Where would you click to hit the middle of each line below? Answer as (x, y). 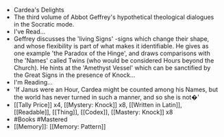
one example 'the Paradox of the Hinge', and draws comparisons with (112, 53)
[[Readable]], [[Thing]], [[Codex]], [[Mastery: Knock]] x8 (93, 112)
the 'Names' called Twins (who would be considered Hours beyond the (114, 60)
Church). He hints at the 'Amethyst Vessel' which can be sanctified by (112, 68)
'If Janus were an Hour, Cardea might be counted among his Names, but (116, 89)
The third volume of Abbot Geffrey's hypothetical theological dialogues (114, 17)
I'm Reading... (33, 82)
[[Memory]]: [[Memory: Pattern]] (60, 126)
